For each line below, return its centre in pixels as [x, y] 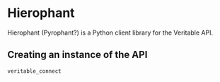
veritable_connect [34, 71]
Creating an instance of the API [77, 55]
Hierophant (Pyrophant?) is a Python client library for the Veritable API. [110, 33]
